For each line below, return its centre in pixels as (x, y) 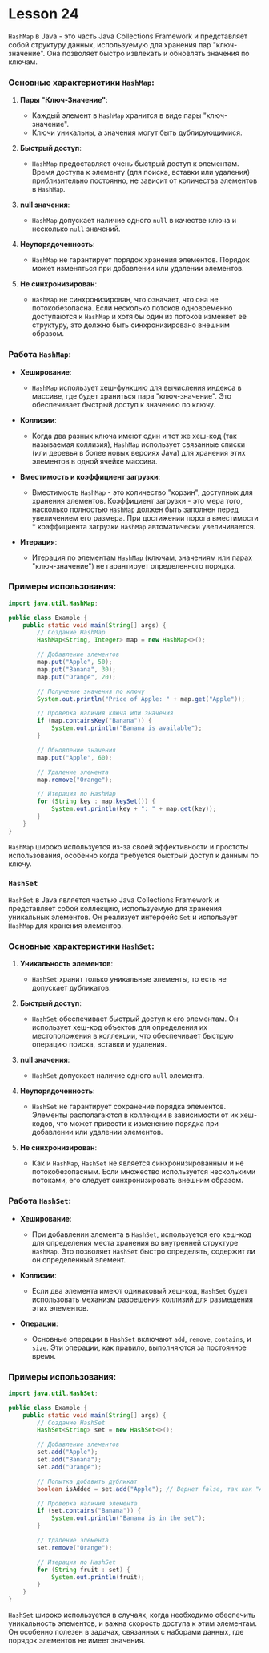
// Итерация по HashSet (76, 1562)
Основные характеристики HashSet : (81, 946)
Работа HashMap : (40, 355)
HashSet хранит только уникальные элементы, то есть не (129, 979)
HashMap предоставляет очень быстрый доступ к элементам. (135, 164)
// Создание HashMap (71, 633)
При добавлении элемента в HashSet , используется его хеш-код (142, 1234)
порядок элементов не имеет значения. (77, 1640)
